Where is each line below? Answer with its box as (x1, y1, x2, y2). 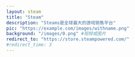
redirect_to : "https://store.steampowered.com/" (6, 36, 130, 42)
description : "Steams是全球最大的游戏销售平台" (6, 20, 116, 26)
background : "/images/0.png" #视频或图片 (6, 31, 106, 37)
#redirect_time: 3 (6, 42, 52, 48)
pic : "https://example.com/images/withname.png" (6, 25, 130, 31)
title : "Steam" (6, 14, 44, 20)
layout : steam (6, 8, 42, 15)
